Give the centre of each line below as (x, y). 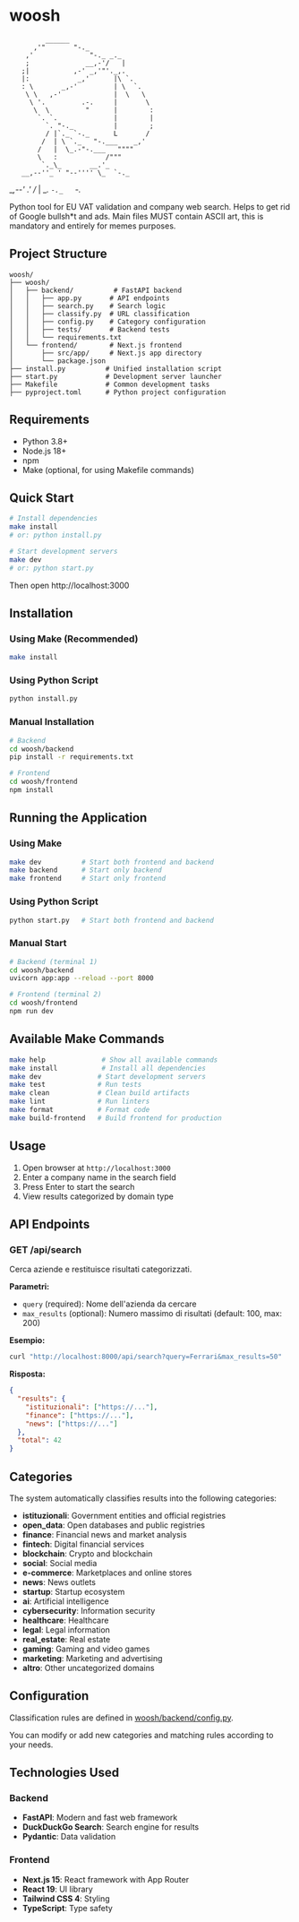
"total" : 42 (40, 1440)
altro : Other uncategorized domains (88, 1668)
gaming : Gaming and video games (86, 1649)
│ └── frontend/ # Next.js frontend (95, 345)
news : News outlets (59, 1582)
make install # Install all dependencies (107, 1068)
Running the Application (78, 818)
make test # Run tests (76, 1085)
